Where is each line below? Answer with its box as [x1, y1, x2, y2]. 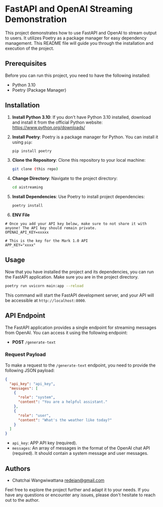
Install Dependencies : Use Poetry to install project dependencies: [12, 194, 145, 200]
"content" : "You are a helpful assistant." [18, 399, 108, 405]
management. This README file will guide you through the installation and [5, 40, 154, 46]
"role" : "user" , [18, 413, 51, 418]
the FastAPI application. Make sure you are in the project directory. [5, 274, 139, 280]
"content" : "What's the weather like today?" [18, 417, 112, 422]
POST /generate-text [12, 339, 56, 345]
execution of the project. [5, 45, 54, 51]
